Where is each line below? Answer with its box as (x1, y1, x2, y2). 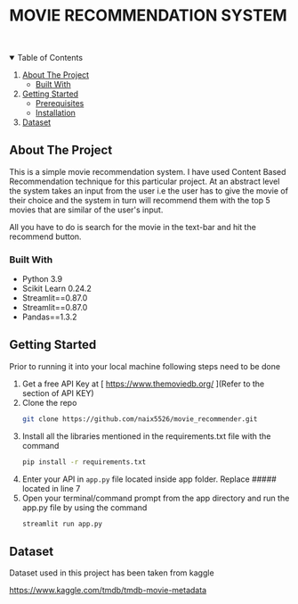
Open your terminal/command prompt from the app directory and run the (21, 492, 290, 503)
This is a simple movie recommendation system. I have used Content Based (9, 166, 286, 177)
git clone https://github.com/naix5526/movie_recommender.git (21, 414, 258, 424)
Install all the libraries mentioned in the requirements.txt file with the (21, 430, 271, 442)
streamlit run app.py (21, 519, 102, 528)
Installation (35, 107, 76, 118)
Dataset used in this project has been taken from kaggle (9, 567, 215, 578)
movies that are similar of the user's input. (9, 204, 164, 215)
